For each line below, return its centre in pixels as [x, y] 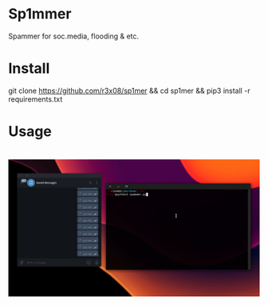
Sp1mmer [40, 14]
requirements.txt [35, 99]
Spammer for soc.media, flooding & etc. [74, 36]
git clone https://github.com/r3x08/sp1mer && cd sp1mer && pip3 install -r [129, 90]
